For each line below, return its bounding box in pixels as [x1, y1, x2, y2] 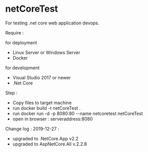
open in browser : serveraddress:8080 [12, 115, 93, 122]
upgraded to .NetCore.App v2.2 [12, 135, 79, 141]
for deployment [5, 39, 37, 46]
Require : [5, 29, 24, 36]
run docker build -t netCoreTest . [12, 105, 81, 111]
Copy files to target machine [12, 100, 72, 106]
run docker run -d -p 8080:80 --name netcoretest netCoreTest [12, 110, 143, 116]
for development [5, 65, 40, 71]
